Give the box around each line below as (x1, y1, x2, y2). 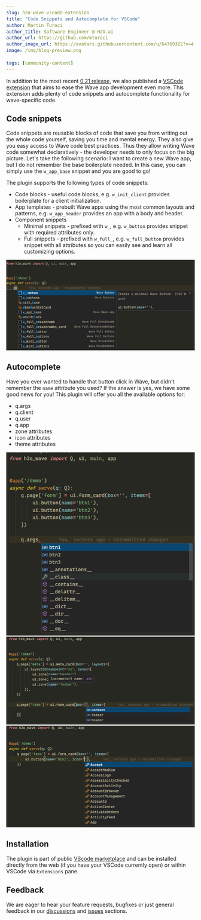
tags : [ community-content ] (6, 60, 74, 66)
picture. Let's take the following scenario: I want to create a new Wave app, (6, 155, 191, 162)
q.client (14, 409, 34, 416)
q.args (14, 402, 31, 409)
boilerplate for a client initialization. (14, 197, 102, 205)
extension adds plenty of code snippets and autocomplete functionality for (6, 90, 190, 97)
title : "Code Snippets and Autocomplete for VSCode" (6, 16, 141, 22)
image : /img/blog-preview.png (6, 48, 82, 54)
